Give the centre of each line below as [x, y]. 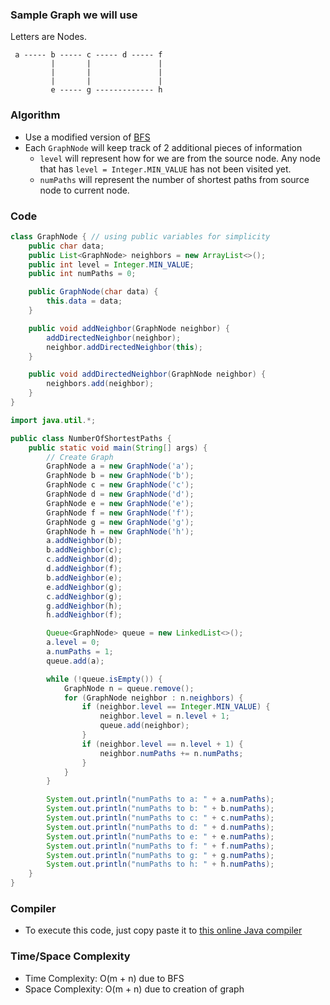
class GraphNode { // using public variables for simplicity [140, 236]
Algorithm [35, 115]
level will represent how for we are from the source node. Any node [180, 158]
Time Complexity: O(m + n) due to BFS [104, 978]
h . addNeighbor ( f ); [84, 615]
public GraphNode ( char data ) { [93, 292]
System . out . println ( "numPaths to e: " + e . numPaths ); [160, 836]
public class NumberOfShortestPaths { [91, 438]
